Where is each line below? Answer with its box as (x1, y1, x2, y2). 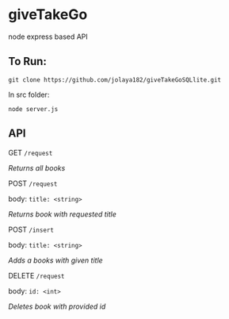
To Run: (8, 55, 48, 68)
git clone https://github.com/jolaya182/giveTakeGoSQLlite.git (8, 75, 222, 84)
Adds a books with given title (8, 256, 103, 265)
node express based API (8, 32, 89, 41)
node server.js (8, 105, 59, 113)
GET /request (8, 148, 53, 157)
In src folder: (8, 90, 50, 99)
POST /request (8, 179, 58, 188)
